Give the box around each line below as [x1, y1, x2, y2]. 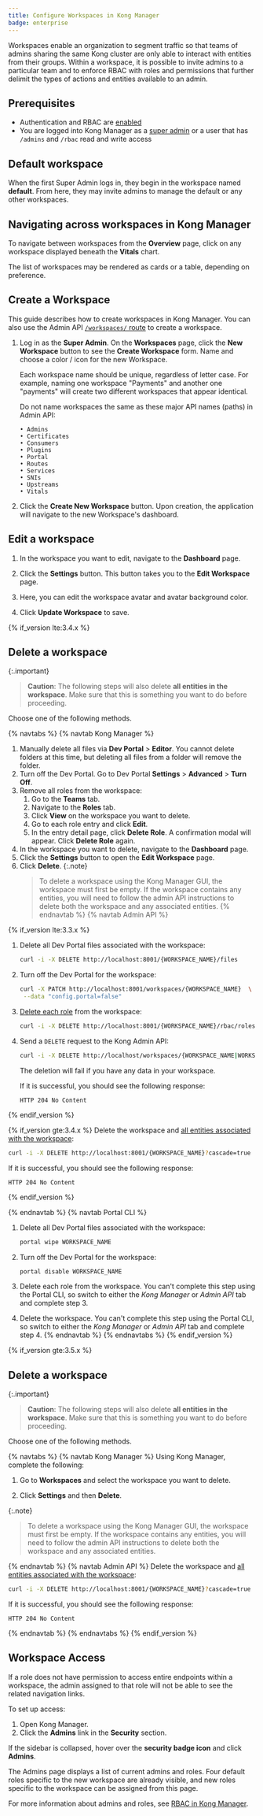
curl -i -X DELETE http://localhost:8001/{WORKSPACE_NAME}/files [19, 956, 238, 964]
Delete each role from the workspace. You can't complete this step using [19, 1281, 256, 1292]
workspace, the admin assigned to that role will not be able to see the [8, 1681, 233, 1690]
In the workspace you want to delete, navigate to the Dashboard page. [19, 844, 249, 854]
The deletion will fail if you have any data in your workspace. [19, 1066, 216, 1075]
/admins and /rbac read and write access [19, 135, 152, 144]
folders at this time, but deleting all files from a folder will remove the [19, 753, 242, 762]
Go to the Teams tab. [31, 795, 100, 804]
